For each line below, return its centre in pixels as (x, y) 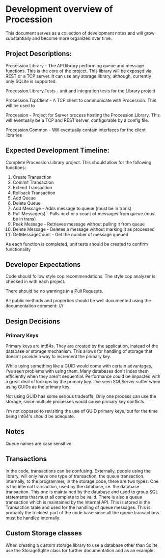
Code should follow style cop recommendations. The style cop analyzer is (81, 277)
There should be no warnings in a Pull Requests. (55, 291)
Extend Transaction (32, 187)
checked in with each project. (36, 281)
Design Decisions (33, 321)
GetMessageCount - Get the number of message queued (70, 234)
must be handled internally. (33, 518)
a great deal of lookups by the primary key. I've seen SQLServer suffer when (83, 382)
